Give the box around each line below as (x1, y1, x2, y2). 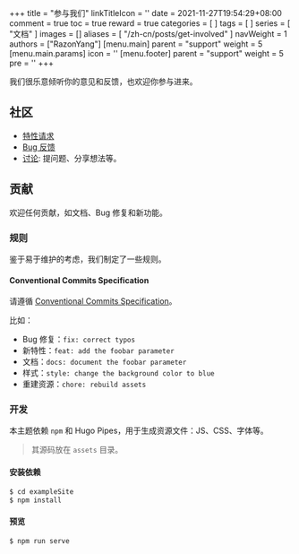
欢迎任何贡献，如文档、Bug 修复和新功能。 (9, 207, 167, 218)
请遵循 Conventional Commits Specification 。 (9, 296, 177, 307)
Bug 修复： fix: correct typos (21, 334, 136, 345)
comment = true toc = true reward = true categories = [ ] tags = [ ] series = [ (9, 18, 291, 29)
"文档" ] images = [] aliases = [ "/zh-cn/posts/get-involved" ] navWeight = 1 (9, 29, 288, 39)
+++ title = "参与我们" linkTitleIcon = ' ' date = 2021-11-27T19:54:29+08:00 (9, 8, 282, 18)
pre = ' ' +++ (9, 57, 55, 68)
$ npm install (9, 496, 63, 505)
